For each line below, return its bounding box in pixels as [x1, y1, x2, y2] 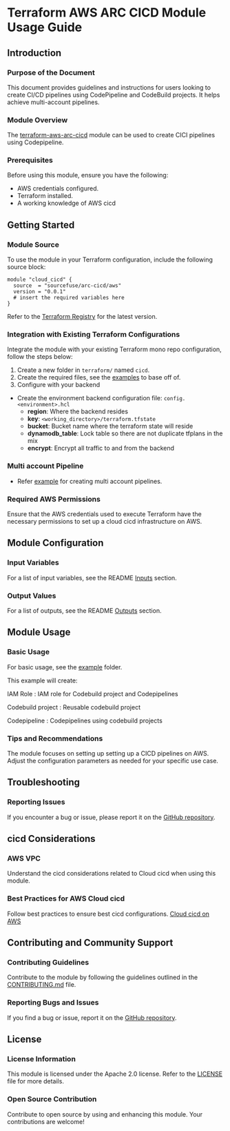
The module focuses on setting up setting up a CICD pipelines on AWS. [7, 749, 209, 758]
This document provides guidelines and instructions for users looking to [7, 83, 211, 91]
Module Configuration [7, 537, 104, 549]
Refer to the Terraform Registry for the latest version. [7, 313, 158, 321]
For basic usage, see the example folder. [7, 662, 123, 671]
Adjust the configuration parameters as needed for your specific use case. [7, 757, 219, 765]
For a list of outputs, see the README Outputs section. [7, 607, 162, 615]
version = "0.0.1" [13, 288, 67, 295]
